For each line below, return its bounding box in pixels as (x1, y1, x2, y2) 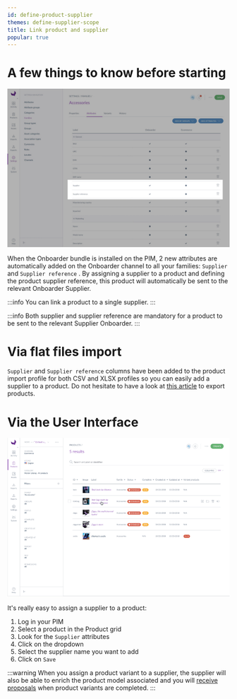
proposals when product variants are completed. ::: (7, 683, 156, 692)
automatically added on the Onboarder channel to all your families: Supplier (7, 261, 228, 270)
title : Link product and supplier (7, 26, 109, 33)
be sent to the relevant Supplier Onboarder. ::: (7, 318, 140, 328)
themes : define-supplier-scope (7, 18, 99, 26)
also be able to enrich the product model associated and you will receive (7, 676, 219, 684)
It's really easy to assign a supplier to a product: (7, 604, 147, 612)
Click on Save (17, 655, 56, 663)
